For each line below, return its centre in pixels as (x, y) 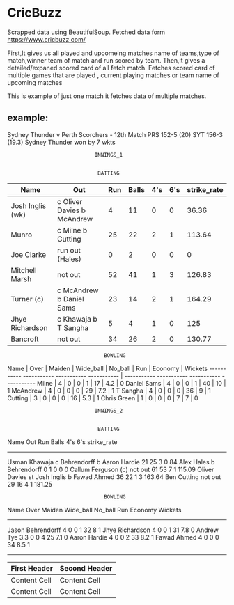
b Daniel (71, 299)
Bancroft (25, 339)
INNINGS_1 (109, 155)
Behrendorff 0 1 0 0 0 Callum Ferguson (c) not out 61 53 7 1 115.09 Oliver (111, 469)
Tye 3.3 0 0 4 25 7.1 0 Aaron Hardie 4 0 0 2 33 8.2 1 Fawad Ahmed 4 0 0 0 (113, 537)
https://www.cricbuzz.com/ (46, 39)
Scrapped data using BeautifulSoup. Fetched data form (86, 32)
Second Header (86, 568)
